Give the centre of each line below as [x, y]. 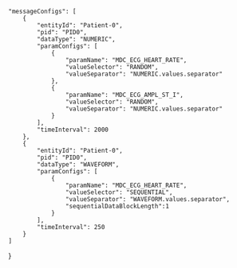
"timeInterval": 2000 [73, 130]
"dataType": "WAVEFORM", [78, 165]
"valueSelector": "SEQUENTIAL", [119, 192]
